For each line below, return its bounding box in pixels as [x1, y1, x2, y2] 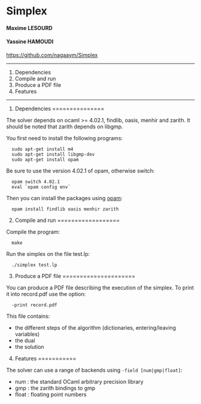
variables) [14, 330, 40, 337]
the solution [14, 343, 44, 350]
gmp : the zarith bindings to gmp [14, 384, 96, 391]
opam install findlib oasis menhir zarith [11, 206, 119, 212]
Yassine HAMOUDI [6, 38, 54, 46]
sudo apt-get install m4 [11, 146, 74, 152]
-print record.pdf [11, 302, 58, 308]
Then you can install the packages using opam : [6, 194, 123, 201]
